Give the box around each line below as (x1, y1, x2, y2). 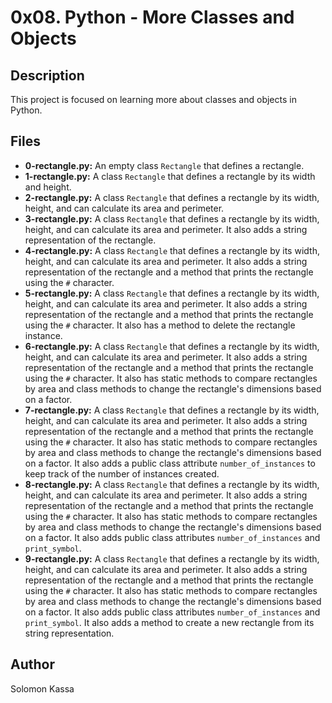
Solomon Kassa (10, 682, 75, 695)
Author (10, 656, 55, 673)
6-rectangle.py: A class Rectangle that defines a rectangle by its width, (24, 340, 320, 352)
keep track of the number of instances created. (24, 467, 220, 480)
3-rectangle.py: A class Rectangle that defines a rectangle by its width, (24, 212, 320, 225)
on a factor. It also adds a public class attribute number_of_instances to (24, 457, 316, 469)
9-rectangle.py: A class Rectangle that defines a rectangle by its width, (24, 552, 320, 565)
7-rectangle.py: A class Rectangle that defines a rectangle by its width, (24, 404, 320, 416)
